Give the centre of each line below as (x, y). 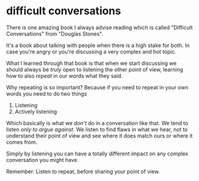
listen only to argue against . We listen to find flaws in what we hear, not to (97, 129)
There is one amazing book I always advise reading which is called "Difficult (99, 27)
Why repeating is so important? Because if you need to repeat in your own (97, 87)
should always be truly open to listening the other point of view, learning (95, 69)
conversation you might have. (43, 160)
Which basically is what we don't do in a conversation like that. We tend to (97, 123)
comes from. (22, 142)
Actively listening (36, 111)
